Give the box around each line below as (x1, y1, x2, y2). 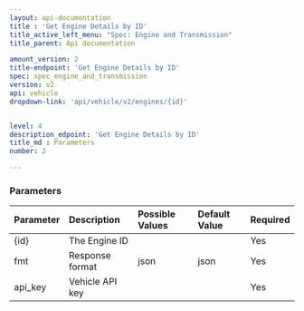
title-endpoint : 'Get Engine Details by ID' (9, 63, 180, 73)
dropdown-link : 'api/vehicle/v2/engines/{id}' (9, 97, 188, 106)
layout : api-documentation (9, 13, 111, 23)
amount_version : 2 (9, 55, 79, 64)
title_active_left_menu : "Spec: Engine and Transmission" (9, 30, 233, 39)
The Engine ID (68, 235, 129, 248)
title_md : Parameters (9, 138, 95, 148)
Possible (138, 208, 176, 220)
